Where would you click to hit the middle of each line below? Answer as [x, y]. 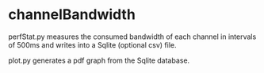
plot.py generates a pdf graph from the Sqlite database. [99, 60]
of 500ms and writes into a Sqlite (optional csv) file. [92, 44]
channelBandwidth [72, 15]
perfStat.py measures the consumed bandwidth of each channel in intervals [132, 36]
